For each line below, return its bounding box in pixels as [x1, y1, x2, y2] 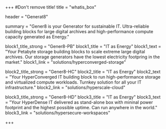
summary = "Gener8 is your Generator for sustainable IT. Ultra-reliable [5, 23, 150, 29]
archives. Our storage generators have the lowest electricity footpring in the [5, 54, 160, 60]
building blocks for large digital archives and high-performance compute [5, 29, 154, 34]
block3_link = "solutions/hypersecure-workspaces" [5, 110, 111, 116]
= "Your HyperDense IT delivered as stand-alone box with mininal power [5, 99, 153, 105]
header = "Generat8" [5, 14, 49, 19]
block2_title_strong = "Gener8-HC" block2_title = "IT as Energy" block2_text [5, 69, 161, 75]
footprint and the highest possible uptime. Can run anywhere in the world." [5, 105, 158, 110]
